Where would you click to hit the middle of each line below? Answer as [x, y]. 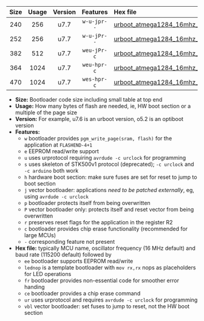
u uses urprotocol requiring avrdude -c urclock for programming [105, 158]
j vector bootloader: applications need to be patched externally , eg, [109, 190]
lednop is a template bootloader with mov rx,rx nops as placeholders [110, 267]
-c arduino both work [51, 171]
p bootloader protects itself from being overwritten [87, 203]
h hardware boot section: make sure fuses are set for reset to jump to [110, 177]
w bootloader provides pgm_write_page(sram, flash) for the [98, 138]
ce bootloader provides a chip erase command [82, 293]
